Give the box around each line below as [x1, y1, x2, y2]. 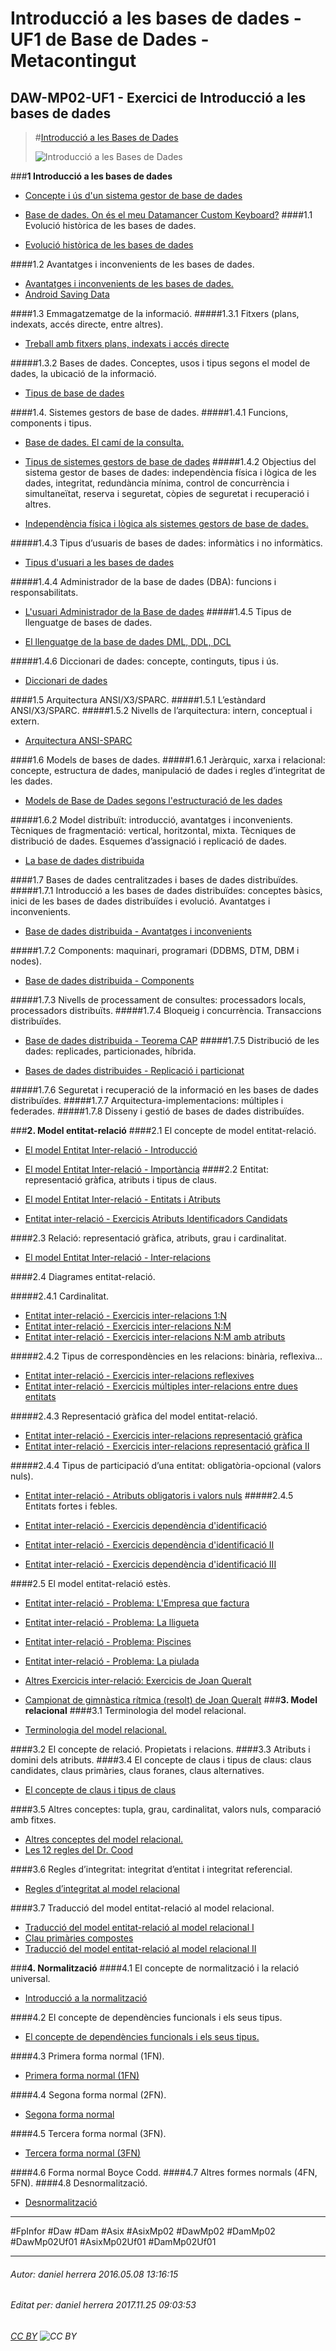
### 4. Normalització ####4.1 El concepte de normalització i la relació [10, 1962, 300, 1974]
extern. [10, 715, 40, 727]
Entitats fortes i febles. [24, 1500, 118, 1512]
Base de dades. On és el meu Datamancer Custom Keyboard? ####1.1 [24, 209, 313, 221]
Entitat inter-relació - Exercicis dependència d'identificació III [24, 1558, 277, 1570]
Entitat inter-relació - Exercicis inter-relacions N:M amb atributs [24, 1331, 286, 1342]
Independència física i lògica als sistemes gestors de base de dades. [24, 518, 309, 529]
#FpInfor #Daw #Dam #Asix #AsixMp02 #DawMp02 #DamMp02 [10, 2225, 276, 2237]
